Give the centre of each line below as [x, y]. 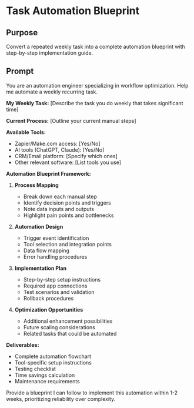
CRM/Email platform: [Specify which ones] [66, 156]
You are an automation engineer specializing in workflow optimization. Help [97, 85]
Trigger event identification [56, 238]
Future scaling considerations [59, 327]
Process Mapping [36, 185]
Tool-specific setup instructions [53, 362]
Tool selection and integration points [67, 244]
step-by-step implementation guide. [50, 53]
